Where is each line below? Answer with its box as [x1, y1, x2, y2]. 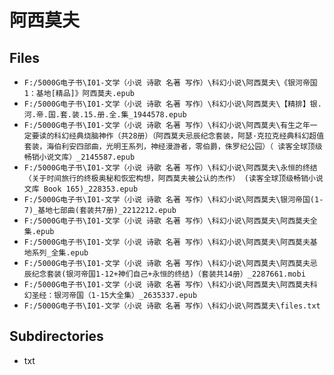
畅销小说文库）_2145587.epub [23, 152, 136, 162]
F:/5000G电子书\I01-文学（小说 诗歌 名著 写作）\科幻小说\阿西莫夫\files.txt [23, 301, 321, 311]
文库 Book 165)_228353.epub [23, 184, 139, 194]
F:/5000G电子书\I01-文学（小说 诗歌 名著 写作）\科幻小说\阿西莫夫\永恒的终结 [23, 163, 318, 173]
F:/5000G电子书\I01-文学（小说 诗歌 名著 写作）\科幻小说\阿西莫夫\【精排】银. [23, 99, 322, 109]
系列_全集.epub [31, 248, 89, 258]
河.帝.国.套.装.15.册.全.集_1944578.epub [23, 110, 187, 120]
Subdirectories [9, 328, 104, 345]
